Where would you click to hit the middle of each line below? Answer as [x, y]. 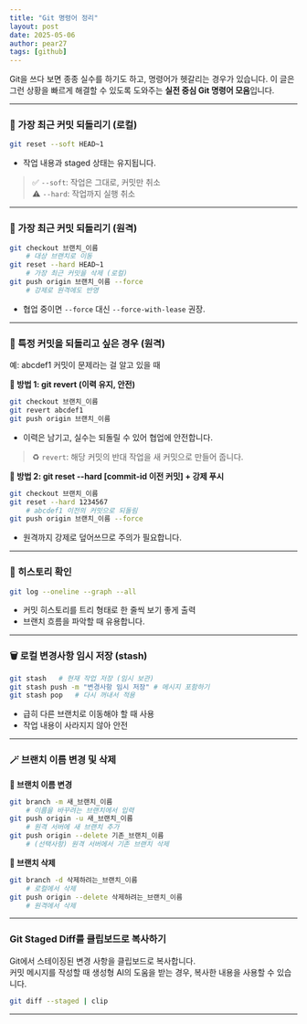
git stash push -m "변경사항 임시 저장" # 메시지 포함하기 [110, 687]
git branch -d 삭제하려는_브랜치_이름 [74, 880]
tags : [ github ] [38, 52]
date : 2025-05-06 [42, 35]
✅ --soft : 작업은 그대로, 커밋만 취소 [96, 183]
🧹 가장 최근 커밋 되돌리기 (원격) [74, 228]
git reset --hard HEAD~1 [57, 265]
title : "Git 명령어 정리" [54, 18]
